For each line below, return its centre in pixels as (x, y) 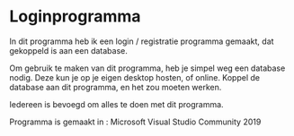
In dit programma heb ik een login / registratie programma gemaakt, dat (142, 41)
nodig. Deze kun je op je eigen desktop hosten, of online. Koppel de (135, 77)
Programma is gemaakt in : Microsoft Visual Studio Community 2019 (135, 122)
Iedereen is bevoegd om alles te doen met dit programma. (116, 104)
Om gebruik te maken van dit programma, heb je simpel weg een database (147, 68)
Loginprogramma (75, 17)
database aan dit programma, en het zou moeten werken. (116, 87)
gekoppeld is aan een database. (68, 50)
